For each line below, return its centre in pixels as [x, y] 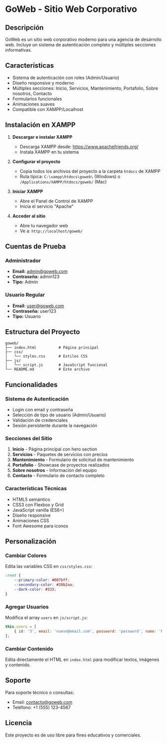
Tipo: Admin [25, 282]
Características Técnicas [36, 488]
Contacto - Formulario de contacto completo [58, 475]
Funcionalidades [32, 385]
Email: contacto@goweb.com [42, 702]
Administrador [23, 261]
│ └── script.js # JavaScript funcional [56, 365]
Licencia [19, 723]
